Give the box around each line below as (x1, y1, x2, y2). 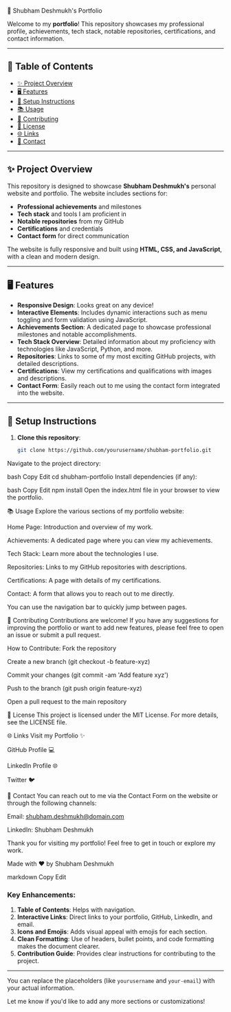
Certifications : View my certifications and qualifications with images (16, 367, 212, 375)
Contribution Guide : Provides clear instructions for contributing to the (16, 949, 216, 958)
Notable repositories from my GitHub (16, 217, 124, 225)
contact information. (7, 34, 65, 43)
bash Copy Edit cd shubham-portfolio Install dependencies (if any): (7, 473, 197, 481)
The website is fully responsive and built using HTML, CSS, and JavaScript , (7, 245, 222, 253)
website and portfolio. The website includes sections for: (7, 189, 168, 197)
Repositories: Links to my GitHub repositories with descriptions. (7, 563, 187, 571)
